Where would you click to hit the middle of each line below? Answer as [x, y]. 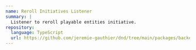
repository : [20, 27]
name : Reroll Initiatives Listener [49, 11]
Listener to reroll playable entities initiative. [74, 22]
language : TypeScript [37, 33]
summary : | [19, 17]
